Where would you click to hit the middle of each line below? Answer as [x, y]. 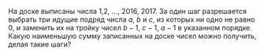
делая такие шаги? [40, 44]
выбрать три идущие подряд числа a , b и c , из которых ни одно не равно [132, 19]
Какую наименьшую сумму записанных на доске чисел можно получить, [132, 36]
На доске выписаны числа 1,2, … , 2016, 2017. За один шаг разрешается [127, 11]
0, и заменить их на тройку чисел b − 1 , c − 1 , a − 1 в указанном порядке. [130, 28]
